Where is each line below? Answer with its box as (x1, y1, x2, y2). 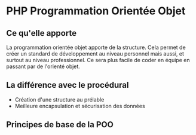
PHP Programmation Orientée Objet (6, 4, 186, 18)
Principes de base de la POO (6, 119, 114, 130)
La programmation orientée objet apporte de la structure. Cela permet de (6, 44, 186, 51)
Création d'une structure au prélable (14, 96, 105, 103)
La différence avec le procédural (6, 80, 129, 90)
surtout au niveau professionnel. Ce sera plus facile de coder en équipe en (6, 57, 190, 63)
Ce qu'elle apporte (6, 28, 76, 38)
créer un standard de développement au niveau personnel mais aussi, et (6, 50, 184, 57)
